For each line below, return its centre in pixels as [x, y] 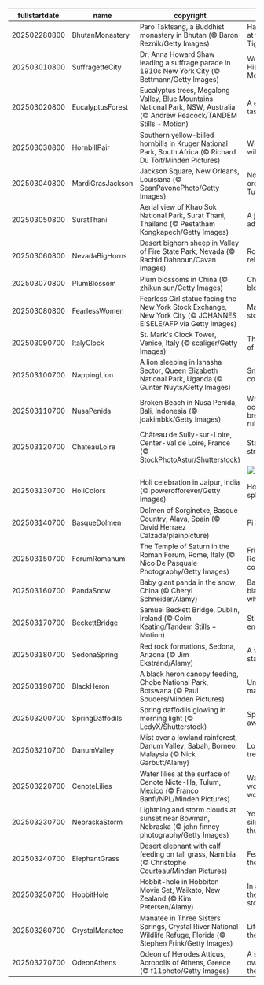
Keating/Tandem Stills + [178, 626]
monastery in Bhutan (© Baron [189, 35]
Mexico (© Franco [169, 790]
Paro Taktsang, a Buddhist [182, 26]
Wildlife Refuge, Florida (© [183, 935]
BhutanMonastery [101, 35]
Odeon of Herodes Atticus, [183, 953]
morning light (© [167, 718]
